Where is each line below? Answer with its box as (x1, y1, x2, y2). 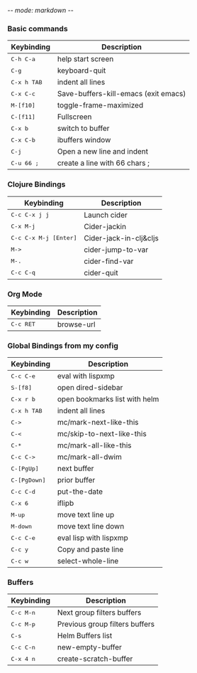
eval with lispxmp (57, 371, 115, 381)
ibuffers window (57, 135, 111, 145)
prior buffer (57, 475, 96, 485)
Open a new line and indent (57, 147, 149, 157)
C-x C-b (11, 136, 35, 144)
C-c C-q (11, 269, 35, 277)
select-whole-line (57, 556, 119, 566)
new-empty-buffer (57, 642, 123, 652)
